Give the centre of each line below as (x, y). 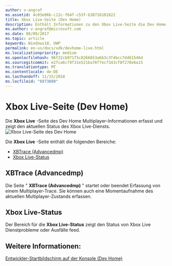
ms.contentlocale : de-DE (32, 72)
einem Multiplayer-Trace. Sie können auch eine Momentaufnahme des (79, 191)
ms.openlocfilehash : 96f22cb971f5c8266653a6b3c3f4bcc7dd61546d (74, 58)
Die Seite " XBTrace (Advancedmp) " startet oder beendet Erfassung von (83, 185)
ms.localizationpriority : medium (41, 53)
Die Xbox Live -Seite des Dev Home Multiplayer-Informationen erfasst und (84, 121)
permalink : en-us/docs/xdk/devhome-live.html (55, 48)
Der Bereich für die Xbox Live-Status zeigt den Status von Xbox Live (78, 225)
